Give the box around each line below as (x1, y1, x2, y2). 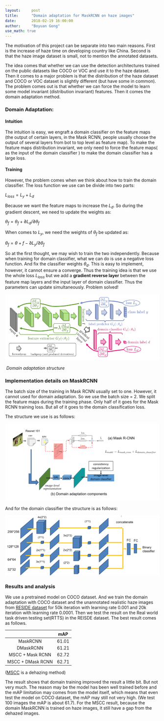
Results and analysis (5, 583, 55, 590)
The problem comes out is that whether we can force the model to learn (5, 83, 150, 89)
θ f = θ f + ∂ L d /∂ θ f (5, 219, 40, 226)
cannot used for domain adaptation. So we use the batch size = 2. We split (5, 394, 156, 400)
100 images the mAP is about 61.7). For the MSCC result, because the (5, 700, 145, 706)
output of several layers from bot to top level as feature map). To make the (5, 140, 155, 146)
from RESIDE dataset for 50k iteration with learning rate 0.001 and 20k (5, 605, 147, 611)
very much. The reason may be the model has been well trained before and (5, 684, 157, 690)
